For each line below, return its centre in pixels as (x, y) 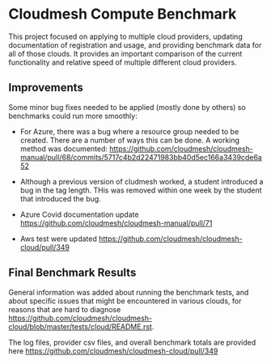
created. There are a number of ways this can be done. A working (130, 140)
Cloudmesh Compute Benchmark (123, 14)
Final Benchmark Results (72, 273)
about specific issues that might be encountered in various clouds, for (125, 301)
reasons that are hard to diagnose (65, 309)
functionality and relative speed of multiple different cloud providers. (123, 62)
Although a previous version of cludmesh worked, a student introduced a (142, 181)
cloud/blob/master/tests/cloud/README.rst (80, 326)
